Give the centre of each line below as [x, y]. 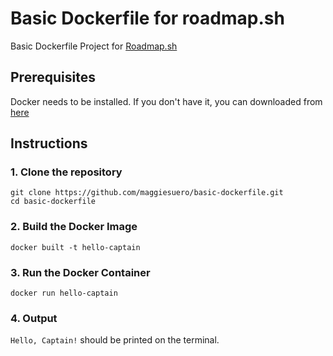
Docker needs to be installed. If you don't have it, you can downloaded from [166, 101]
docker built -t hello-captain [75, 247]
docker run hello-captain [64, 293]
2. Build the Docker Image [74, 227]
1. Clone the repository [66, 172]
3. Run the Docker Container [80, 272]
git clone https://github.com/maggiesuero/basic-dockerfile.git [147, 193]
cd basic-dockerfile [53, 202]
